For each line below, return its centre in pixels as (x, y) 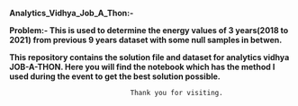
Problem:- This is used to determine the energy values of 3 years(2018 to (149, 30)
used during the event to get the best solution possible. (115, 76)
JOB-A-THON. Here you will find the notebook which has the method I (142, 67)
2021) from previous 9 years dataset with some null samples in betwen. (146, 40)
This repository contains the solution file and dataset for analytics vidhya (149, 57)
